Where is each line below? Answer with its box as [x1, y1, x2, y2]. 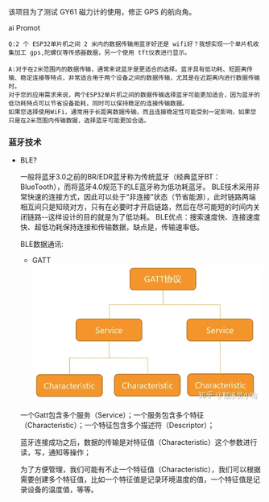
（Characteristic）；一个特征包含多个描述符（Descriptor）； [19, 420, 215, 430]
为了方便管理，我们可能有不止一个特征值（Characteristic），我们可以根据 [19, 464, 262, 474]
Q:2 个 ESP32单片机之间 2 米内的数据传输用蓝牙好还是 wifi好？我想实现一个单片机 [8, 40, 254, 48]
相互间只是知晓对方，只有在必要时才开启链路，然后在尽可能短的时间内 [19, 202, 254, 212]
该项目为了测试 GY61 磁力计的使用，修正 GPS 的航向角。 [8, 7, 197, 16]
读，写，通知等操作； [19, 447, 91, 457]
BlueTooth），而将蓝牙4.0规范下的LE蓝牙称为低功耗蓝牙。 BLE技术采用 [19, 182, 254, 191]
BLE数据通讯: [19, 240, 64, 249]
